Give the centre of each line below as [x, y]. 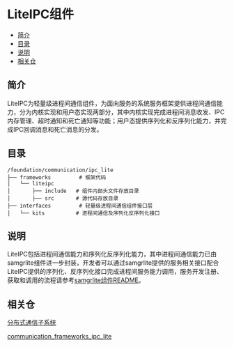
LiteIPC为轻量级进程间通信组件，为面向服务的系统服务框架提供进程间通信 [112, 103]
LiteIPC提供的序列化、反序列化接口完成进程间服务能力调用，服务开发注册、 [115, 272]
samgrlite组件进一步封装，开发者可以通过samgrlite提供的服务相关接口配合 [113, 263]
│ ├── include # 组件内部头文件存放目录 [73, 191]
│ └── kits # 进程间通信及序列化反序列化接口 [84, 213]
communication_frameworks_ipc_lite [60, 337]
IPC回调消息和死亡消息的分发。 [58, 129]
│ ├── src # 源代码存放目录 [63, 198]
